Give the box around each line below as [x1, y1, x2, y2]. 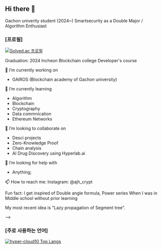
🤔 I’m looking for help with [5, 160, 57, 166]
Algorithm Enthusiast [5, 23, 47, 29]
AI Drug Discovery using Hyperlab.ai [12, 150, 85, 156]
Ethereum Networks [12, 116, 53, 122]
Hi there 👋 [5, 5, 36, 13]
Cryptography [12, 106, 40, 112]
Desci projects [12, 135, 41, 141]
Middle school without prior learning [5, 196, 78, 201]
